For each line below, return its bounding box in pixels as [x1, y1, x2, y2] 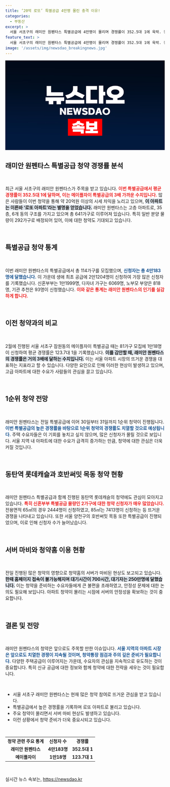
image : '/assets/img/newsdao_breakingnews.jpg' [5, 46, 108, 51]
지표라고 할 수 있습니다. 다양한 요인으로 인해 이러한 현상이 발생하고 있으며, [18, 362, 164, 368]
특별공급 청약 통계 [5, 243, 58, 252]
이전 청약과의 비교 [5, 319, 58, 328]
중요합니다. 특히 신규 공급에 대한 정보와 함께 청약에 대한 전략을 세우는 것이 [5, 664, 151, 671]
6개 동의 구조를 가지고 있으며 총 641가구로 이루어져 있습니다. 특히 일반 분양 [12, 211, 159, 217]
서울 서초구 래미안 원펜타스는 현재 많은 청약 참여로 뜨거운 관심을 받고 [12, 691, 148, 697]
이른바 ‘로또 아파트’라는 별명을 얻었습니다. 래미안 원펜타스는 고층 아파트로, [10, 205, 156, 211]
